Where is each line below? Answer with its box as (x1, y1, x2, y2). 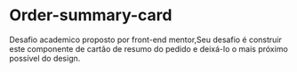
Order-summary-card (9, 5, 173, 25)
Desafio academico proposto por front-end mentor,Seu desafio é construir (9, 34, 283, 45)
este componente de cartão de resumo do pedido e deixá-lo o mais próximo (9, 43, 289, 54)
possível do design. (9, 53, 81, 63)
